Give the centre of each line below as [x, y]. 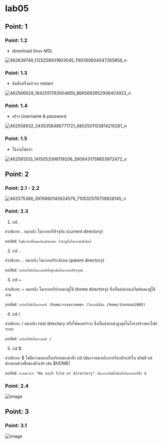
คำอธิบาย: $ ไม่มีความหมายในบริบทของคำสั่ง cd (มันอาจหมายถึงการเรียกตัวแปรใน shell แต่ [79, 357]
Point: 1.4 [16, 106]
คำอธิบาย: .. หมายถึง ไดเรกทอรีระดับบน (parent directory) [55, 260]
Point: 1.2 [16, 40]
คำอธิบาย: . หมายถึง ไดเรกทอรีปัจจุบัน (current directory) [54, 231]
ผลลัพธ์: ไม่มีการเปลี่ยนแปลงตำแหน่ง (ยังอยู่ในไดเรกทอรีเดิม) [49, 241]
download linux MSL [32, 51]
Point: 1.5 [16, 139]
